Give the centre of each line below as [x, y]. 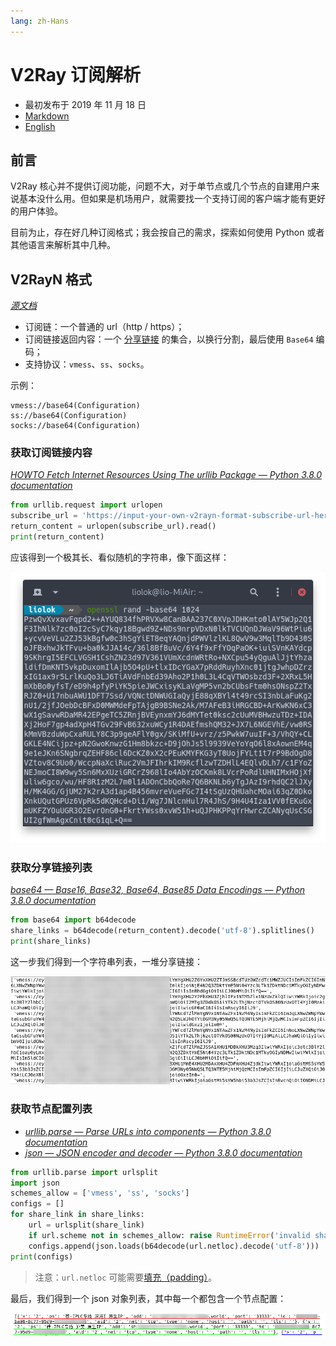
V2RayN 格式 [51, 279]
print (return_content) [57, 537]
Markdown [47, 116]
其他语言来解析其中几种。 [63, 245]
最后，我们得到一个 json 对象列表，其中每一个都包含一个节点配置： [148, 1298]
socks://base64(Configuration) [75, 426]
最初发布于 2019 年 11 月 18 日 [85, 104]
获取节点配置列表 [51, 1109]
